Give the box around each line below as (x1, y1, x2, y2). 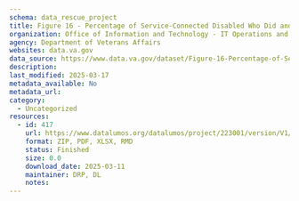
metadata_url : (9, 87, 62, 96)
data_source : (9, 54, 58, 63)
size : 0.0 (25, 153, 62, 163)
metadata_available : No (9, 79, 98, 88)
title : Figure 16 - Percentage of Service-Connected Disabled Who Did (9, 21, 277, 30)
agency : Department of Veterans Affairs (9, 37, 162, 47)
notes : (25, 179, 50, 188)
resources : (9, 112, 50, 121)
